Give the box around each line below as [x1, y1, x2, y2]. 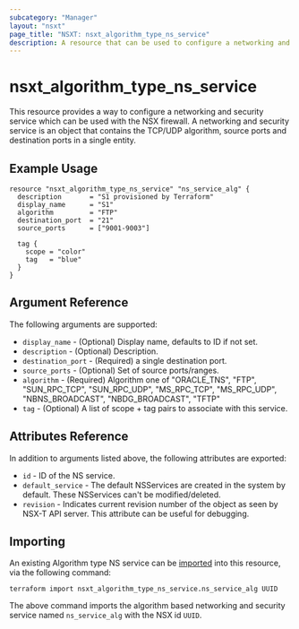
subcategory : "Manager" [9, 13, 98, 22]
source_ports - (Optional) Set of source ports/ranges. [21, 365, 219, 375]
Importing [9, 534, 65, 549]
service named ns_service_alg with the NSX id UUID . [9, 610, 202, 621]
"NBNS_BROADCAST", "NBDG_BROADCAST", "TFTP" [21, 393, 221, 404]
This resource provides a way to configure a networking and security [9, 107, 264, 117]
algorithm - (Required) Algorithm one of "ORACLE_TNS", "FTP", [21, 374, 257, 385]
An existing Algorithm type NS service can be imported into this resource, [9, 557, 281, 569]
